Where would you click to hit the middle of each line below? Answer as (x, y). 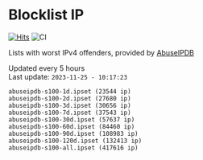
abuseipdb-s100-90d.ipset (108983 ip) (73, 133)
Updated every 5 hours (47, 68)
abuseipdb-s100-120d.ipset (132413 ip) (75, 141)
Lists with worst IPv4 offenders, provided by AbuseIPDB (101, 52)
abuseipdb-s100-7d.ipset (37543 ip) (70, 113)
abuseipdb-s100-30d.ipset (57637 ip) (72, 119)
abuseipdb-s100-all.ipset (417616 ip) (73, 148)
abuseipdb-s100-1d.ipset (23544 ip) (70, 91)
